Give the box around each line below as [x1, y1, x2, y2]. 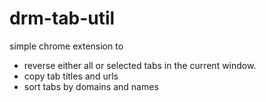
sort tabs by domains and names [23, 80, 159, 92]
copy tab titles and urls [23, 70, 119, 82]
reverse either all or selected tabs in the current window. [23, 59, 257, 71]
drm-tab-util [9, 7, 116, 30]
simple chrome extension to [9, 40, 124, 52]
